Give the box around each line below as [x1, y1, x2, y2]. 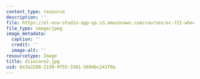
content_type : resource [6, 8, 65, 15]
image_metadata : [6, 31, 46, 37]
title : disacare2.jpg [6, 58, 60, 64]
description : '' [6, 14, 46, 20]
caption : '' [11, 36, 42, 42]
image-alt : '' [11, 48, 46, 53]
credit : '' [11, 42, 39, 48]
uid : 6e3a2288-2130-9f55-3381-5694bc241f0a [6, 64, 116, 70]
